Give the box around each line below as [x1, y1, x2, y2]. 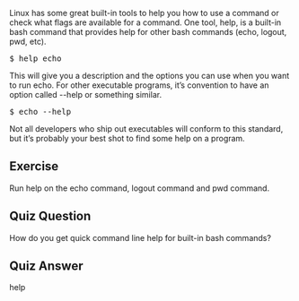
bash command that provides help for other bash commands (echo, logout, [9, 27, 287, 37]
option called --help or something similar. [9, 90, 163, 99]
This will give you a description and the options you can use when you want [9, 71, 290, 81]
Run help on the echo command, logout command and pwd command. [9, 183, 270, 193]
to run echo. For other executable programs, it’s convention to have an [9, 80, 269, 90]
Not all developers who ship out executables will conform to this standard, [9, 124, 284, 133]
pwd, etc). [9, 36, 47, 47]
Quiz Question [9, 209, 92, 224]
